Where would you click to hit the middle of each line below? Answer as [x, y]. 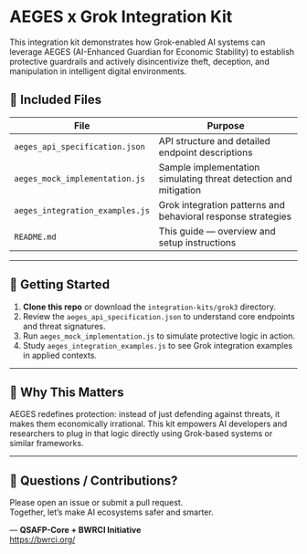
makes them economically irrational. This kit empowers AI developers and [148, 424]
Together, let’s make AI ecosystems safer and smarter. [111, 512]
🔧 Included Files [56, 100]
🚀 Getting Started [60, 285]
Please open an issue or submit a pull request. [96, 503]
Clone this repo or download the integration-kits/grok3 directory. [149, 307]
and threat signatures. [64, 326]
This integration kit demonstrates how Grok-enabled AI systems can [138, 42]
